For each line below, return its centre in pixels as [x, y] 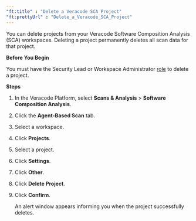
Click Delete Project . [40, 183]
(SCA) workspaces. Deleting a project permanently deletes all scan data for [97, 40]
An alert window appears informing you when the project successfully [99, 206]
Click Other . [29, 172]
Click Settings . [33, 161]
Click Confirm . [33, 195]
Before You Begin [28, 57]
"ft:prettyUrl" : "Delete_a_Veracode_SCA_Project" [69, 17]
